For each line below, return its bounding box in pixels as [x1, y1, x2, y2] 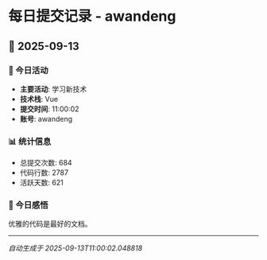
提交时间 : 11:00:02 [19, 104, 79, 114]
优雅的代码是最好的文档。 [8, 219, 92, 229]
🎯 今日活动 [8, 64, 49, 76]
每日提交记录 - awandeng [8, 7, 176, 25]
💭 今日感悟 [8, 200, 49, 211]
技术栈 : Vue [19, 94, 58, 103]
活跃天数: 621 [19, 178, 64, 188]
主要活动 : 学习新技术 [19, 84, 87, 94]
